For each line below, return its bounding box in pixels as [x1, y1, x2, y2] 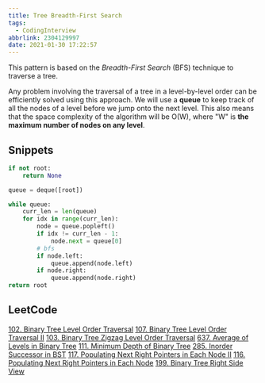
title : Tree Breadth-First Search [8, 11, 123, 20]
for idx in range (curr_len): [22, 215, 119, 223]
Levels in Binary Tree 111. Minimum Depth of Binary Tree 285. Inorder [8, 341, 233, 350]
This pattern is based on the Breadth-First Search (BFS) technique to [8, 63, 234, 72]
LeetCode [8, 303, 58, 317]
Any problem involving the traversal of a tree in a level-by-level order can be [8, 86, 258, 96]
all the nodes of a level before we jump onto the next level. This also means [8, 104, 255, 113]
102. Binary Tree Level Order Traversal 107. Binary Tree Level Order [8, 324, 228, 334]
